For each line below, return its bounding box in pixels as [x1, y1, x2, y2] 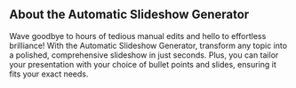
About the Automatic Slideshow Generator [9, 7, 250, 22]
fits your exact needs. [9, 68, 89, 79]
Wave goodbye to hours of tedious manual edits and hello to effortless [9, 30, 267, 41]
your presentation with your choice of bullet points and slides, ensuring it [9, 59, 277, 69]
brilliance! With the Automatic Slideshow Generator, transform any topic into [9, 40, 287, 51]
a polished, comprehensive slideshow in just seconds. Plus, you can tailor [9, 49, 279, 60]
